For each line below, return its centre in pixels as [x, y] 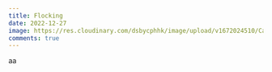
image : [19, 30]
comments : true [34, 38]
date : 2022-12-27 [38, 23]
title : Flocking [36, 16]
